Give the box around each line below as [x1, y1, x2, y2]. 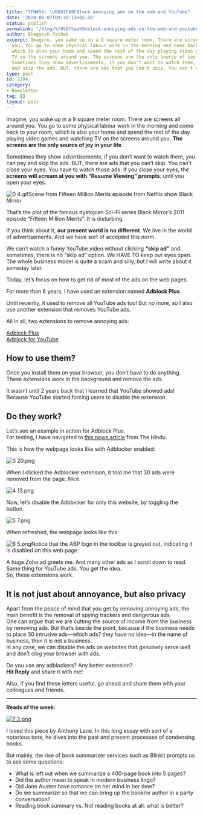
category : [6, 82, 31, 88]
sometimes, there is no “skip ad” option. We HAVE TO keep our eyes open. [6, 251, 192, 258]
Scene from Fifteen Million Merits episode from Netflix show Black [28, 190, 193, 197]
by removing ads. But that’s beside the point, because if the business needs [6, 624, 195, 632]
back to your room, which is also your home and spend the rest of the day [6, 128, 190, 136]
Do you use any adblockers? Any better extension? [6, 662, 133, 669]
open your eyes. [6, 178, 47, 186]
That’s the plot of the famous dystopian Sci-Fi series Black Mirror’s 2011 [6, 208, 185, 215]
